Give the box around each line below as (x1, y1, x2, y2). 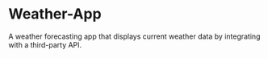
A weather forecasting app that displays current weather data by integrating (8, 31, 261, 41)
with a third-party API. (8, 39, 82, 49)
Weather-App (8, 5, 103, 23)
